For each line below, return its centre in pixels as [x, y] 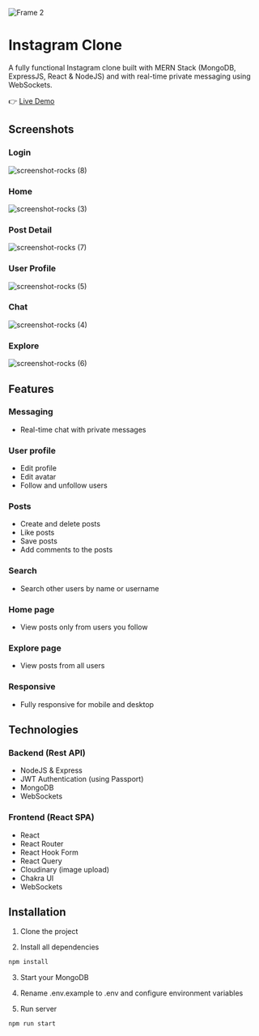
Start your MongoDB [54, 978]
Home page [32, 609]
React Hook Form [49, 852]
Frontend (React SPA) [51, 817]
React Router [42, 843]
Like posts [37, 533]
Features [31, 389]
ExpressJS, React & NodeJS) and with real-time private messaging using [129, 76]
